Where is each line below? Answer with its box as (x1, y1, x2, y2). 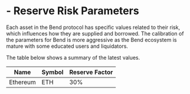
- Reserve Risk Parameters (6, 4, 140, 18)
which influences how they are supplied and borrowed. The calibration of (6, 30, 184, 37)
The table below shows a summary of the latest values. (6, 54, 140, 61)
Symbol (41, 68, 64, 76)
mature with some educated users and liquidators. (6, 43, 129, 50)
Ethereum (9, 78, 37, 86)
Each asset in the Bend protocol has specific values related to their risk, (6, 24, 181, 31)
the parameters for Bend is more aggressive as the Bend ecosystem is (6, 36, 177, 43)
